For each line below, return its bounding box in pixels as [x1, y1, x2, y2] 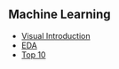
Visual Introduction [20, 30, 91, 41]
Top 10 [20, 49, 46, 60]
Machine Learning [8, 7, 112, 22]
